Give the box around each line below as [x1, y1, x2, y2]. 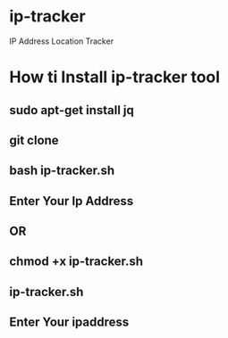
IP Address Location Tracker [9, 36, 114, 46]
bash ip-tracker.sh [9, 163, 115, 178]
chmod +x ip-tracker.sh [9, 254, 144, 269]
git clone [9, 132, 60, 148]
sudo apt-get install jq [9, 103, 134, 118]
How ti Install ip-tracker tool [9, 67, 221, 87]
